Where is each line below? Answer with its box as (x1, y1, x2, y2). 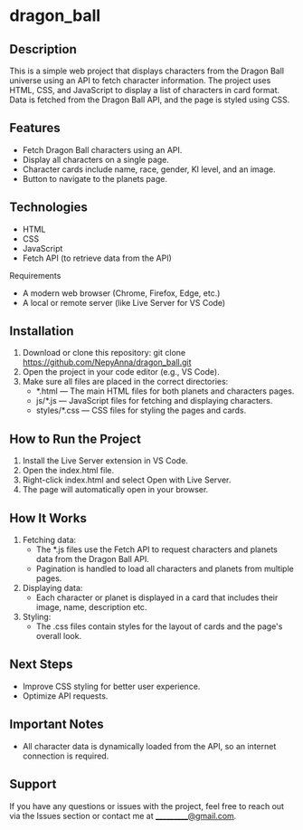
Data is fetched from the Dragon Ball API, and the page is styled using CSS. (9, 94, 290, 105)
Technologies (9, 200, 89, 215)
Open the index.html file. (22, 465, 115, 476)
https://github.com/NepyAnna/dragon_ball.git (22, 357, 192, 367)
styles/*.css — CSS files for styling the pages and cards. (35, 405, 247, 416)
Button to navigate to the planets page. (22, 173, 167, 184)
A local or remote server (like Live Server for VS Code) (22, 297, 226, 308)
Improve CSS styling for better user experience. (22, 681, 201, 692)
